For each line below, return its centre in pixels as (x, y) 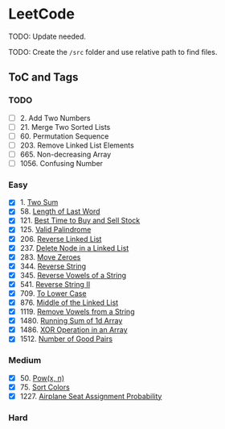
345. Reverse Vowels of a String (73, 275)
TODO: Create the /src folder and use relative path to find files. (113, 52)
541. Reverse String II (55, 284)
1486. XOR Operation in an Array (74, 330)
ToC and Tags (43, 77)
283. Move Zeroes (50, 257)
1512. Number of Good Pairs (66, 339)
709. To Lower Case (53, 293)
